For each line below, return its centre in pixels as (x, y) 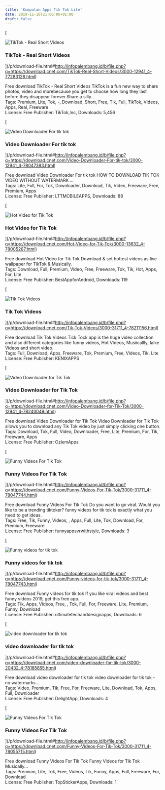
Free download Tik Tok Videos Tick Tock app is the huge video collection (79, 337)
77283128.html (20, 77)
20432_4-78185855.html (30, 668)
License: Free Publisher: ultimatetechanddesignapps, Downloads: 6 (73, 615)
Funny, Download (23, 609)
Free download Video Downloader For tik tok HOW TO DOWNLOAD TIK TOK (82, 175)
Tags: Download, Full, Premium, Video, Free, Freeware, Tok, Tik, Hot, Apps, (81, 269)
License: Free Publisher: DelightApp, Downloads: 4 (57, 698)
